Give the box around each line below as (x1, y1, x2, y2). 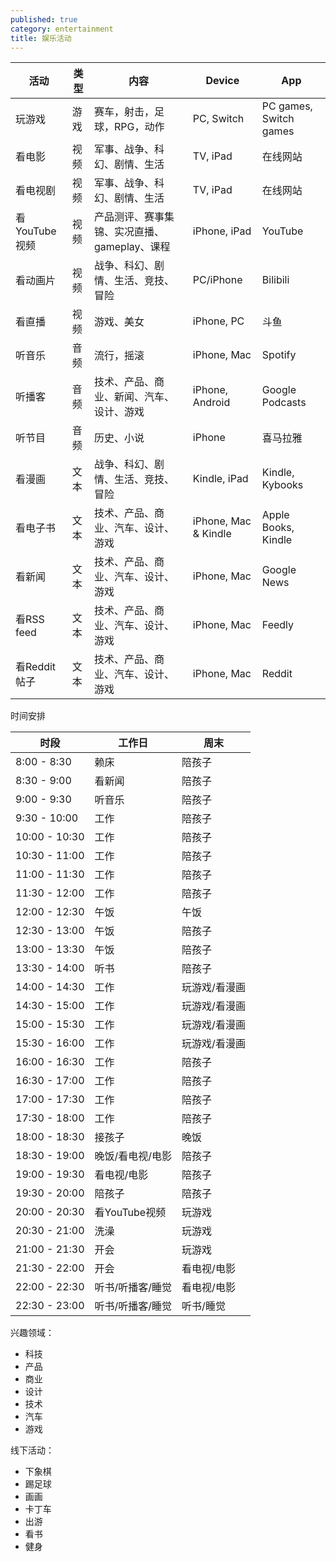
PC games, (261, 99, 313, 113)
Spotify (261, 348, 297, 362)
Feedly (261, 618, 295, 632)
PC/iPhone (192, 273, 243, 287)
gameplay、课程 (93, 240, 171, 254)
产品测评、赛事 (93, 210, 165, 224)
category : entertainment (10, 24, 114, 34)
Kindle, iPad (192, 472, 249, 486)
